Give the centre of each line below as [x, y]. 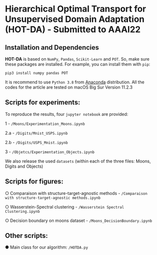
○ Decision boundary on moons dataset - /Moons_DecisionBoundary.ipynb [79, 220]
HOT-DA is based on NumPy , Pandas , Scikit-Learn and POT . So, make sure [77, 59]
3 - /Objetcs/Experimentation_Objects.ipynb [50, 152]
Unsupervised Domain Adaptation [75, 19]
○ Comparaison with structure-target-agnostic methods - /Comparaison [76, 193]
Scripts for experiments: [43, 103]
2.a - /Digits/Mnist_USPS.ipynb [36, 133]
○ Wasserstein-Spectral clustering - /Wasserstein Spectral [65, 207]
